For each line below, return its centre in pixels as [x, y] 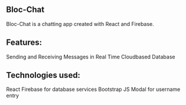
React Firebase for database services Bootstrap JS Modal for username [93, 89]
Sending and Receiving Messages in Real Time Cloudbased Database [91, 57]
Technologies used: [43, 75]
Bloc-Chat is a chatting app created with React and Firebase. [80, 24]
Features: [24, 43]
